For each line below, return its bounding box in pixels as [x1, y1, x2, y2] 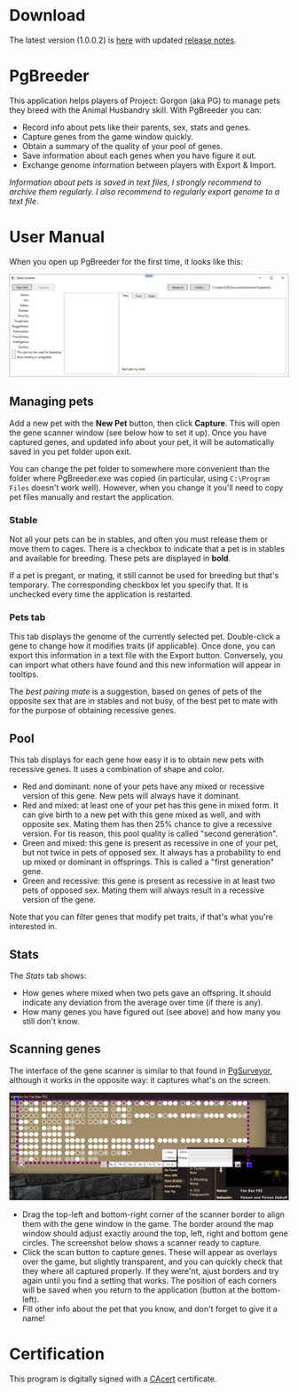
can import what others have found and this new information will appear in [9, 659, 281, 671]
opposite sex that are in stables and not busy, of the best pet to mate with [9, 696, 278, 706]
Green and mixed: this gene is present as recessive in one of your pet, [21, 838, 278, 848]
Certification [9, 1344, 105, 1365]
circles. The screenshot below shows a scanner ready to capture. [21, 1238, 262, 1248]
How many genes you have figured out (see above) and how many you [21, 1007, 281, 1017]
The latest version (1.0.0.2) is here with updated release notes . [9, 35, 237, 45]
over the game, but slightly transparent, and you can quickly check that [21, 1256, 283, 1267]
